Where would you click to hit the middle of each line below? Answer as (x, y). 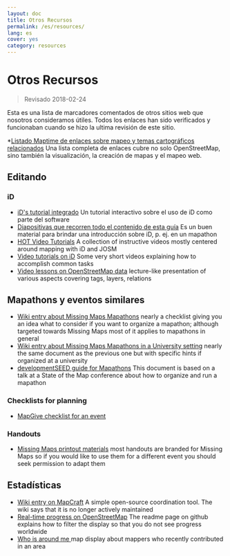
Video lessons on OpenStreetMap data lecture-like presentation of (112, 271)
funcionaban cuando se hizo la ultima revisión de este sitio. (92, 127)
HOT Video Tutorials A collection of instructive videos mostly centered (117, 241)
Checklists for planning (47, 401)
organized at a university (52, 361)
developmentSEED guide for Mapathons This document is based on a (116, 368)
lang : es (20, 33)
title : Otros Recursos (40, 20)
